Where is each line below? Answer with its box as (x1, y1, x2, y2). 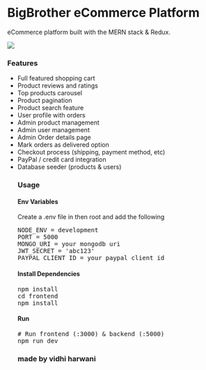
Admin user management (17, 126, 90, 134)
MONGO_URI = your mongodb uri (17, 240, 120, 248)
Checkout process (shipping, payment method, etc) (17, 148, 166, 156)
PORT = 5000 (17, 233, 58, 241)
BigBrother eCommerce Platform (7, 5, 200, 21)
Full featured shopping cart (17, 74, 95, 83)
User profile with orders (17, 111, 86, 120)
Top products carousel (17, 89, 82, 97)
